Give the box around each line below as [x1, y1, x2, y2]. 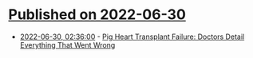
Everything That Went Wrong [19, 40, 116, 49]
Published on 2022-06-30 [8, 6, 186, 24]
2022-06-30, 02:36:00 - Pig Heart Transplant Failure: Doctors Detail [19, 32, 245, 41]
